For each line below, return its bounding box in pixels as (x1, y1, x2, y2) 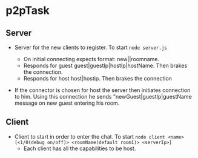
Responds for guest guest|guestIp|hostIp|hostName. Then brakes (23, 62, 188, 69)
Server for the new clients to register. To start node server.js (14, 44, 168, 51)
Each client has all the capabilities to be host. (23, 145, 136, 152)
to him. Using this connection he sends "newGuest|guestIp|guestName (14, 93, 192, 100)
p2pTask (5, 4, 50, 18)
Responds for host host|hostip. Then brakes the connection (23, 75, 172, 82)
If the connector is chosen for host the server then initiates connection (14, 87, 191, 94)
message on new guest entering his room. (14, 99, 120, 107)
